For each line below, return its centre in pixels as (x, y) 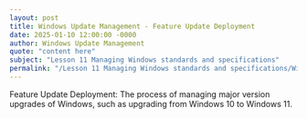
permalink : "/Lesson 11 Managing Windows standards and (118, 69)
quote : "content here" (53, 52)
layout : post (34, 18)
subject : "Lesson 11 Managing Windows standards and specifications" (145, 60)
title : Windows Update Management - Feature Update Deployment (132, 26)
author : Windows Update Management (77, 43)
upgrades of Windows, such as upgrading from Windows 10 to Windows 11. (151, 103)
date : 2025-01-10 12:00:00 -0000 (73, 34)
